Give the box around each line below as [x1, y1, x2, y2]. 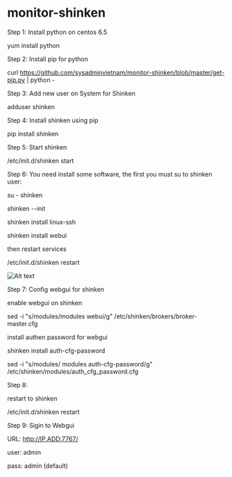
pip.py [7, 75, 26, 84]
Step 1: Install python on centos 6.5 [7, 28, 108, 36]
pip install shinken [7, 129, 59, 138]
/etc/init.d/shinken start [7, 156, 74, 165]
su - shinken [7, 191, 43, 199]
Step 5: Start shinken [7, 143, 67, 151]
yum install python [7, 41, 60, 49]
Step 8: [7, 380, 28, 389]
